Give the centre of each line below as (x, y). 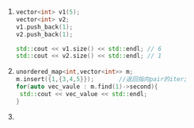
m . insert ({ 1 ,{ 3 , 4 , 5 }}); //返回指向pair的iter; (101, 80)
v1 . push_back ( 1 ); (44, 27)
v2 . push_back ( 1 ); (44, 34)
